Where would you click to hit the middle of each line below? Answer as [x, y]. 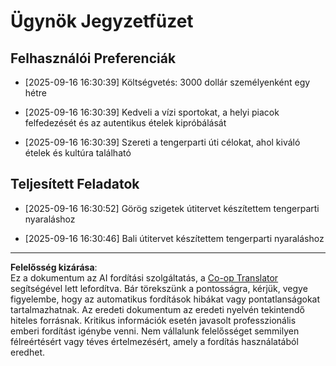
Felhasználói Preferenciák [93, 58]
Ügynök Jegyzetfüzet [102, 21]
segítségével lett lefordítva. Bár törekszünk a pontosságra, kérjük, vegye [159, 288]
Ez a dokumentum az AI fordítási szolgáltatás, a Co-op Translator [144, 277]
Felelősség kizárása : [54, 267]
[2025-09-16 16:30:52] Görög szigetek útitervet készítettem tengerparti [172, 208]
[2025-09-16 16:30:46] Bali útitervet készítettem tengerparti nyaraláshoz [174, 238]
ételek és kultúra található [78, 153]
